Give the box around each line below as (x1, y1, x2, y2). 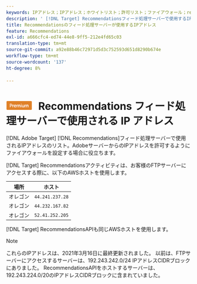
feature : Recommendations (6, 28, 69, 34)
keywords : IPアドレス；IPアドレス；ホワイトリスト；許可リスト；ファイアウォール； (6, 9, 187, 15)
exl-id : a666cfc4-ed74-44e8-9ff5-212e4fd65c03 (6, 34, 122, 41)
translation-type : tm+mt (6, 41, 67, 46)
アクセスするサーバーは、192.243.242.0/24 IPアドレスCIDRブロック (26, 257, 191, 264)
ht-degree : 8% (6, 65, 41, 71)
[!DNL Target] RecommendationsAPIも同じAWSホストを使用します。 (6, 226, 172, 233)
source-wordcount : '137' (6, 59, 67, 65)
